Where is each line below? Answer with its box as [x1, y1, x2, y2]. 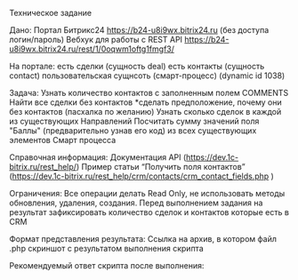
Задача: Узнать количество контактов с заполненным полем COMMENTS [9, 88, 289, 98]
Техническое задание [9, 8, 92, 18]
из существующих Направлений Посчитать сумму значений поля [9, 116, 260, 126]
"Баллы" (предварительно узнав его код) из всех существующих [9, 125, 257, 136]
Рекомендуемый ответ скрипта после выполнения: [9, 260, 205, 270]
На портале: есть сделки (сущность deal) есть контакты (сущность [9, 61, 265, 71]
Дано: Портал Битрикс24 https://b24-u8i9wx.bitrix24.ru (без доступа [9, 25, 270, 35]
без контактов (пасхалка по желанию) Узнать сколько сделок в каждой [9, 107, 282, 116]
